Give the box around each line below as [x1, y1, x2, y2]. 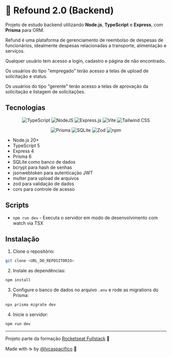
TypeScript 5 [12, 142, 40, 148]
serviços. [5, 48, 25, 54]
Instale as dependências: [12, 268, 66, 274]
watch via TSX [12, 220, 44, 226]
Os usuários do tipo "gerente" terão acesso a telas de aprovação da [5, 83, 148, 89]
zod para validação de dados [12, 181, 74, 187]
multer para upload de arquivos [12, 175, 79, 181]
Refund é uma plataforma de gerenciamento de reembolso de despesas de [5, 37, 164, 43]
